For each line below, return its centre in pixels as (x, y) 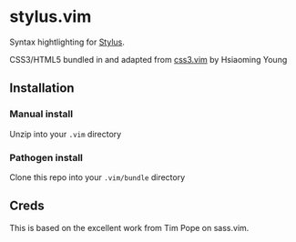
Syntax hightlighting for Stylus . (67, 42)
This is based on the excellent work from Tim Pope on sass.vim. (129, 227)
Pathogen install (46, 157)
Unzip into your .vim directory (66, 134)
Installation (42, 88)
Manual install (41, 114)
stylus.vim (51, 17)
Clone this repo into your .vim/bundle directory (97, 177)
